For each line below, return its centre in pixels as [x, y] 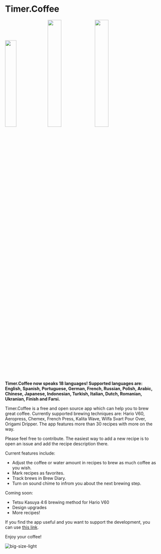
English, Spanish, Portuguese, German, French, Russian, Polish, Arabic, [79, 388]
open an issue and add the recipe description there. [57, 444]
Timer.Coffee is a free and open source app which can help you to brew [77, 408]
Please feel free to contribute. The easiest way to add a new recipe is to [77, 438]
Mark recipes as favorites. [38, 473]
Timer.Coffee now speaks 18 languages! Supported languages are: [74, 383]
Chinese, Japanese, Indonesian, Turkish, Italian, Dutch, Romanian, [73, 394]
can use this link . [22, 527]
